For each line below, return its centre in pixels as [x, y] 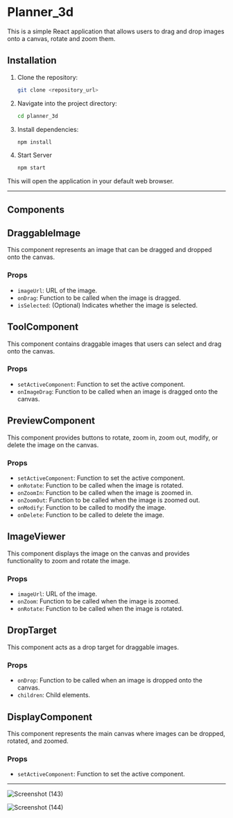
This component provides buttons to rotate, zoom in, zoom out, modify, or [113, 437]
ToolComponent [43, 327]
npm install [34, 142]
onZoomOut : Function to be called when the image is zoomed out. [109, 500]
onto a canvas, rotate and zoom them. [61, 38]
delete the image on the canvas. [53, 444]
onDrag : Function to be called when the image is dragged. [99, 298]
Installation [32, 61]
